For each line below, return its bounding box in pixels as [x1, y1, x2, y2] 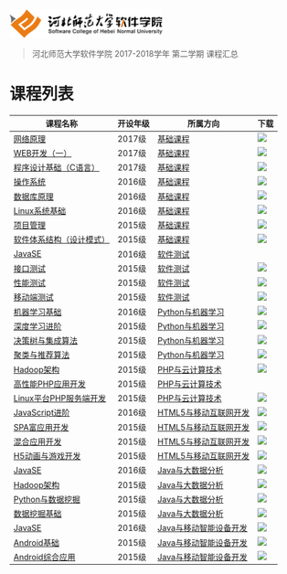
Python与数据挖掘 [13, 494, 80, 505]
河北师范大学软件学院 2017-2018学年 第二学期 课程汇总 [31, 48, 239, 58]
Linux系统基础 [13, 205, 67, 216]
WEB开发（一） [13, 147, 72, 158]
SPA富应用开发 [13, 421, 69, 432]
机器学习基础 [13, 306, 62, 317]
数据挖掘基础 [13, 508, 62, 519]
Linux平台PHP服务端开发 [13, 393, 107, 404]
